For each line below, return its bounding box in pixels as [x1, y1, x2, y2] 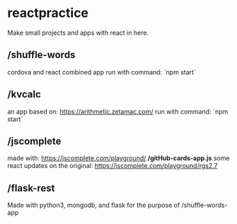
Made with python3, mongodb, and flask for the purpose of [7, 201, 180, 210]
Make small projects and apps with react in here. [7, 28, 149, 37]
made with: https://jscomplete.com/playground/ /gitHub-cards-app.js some [7, 154, 230, 162]
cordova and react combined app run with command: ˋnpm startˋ [7, 67, 197, 76]
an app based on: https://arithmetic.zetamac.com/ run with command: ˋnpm [7, 107, 229, 116]
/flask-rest [7, 182, 55, 194]
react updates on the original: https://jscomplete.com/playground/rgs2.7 [7, 162, 218, 170]
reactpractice [7, 5, 89, 21]
